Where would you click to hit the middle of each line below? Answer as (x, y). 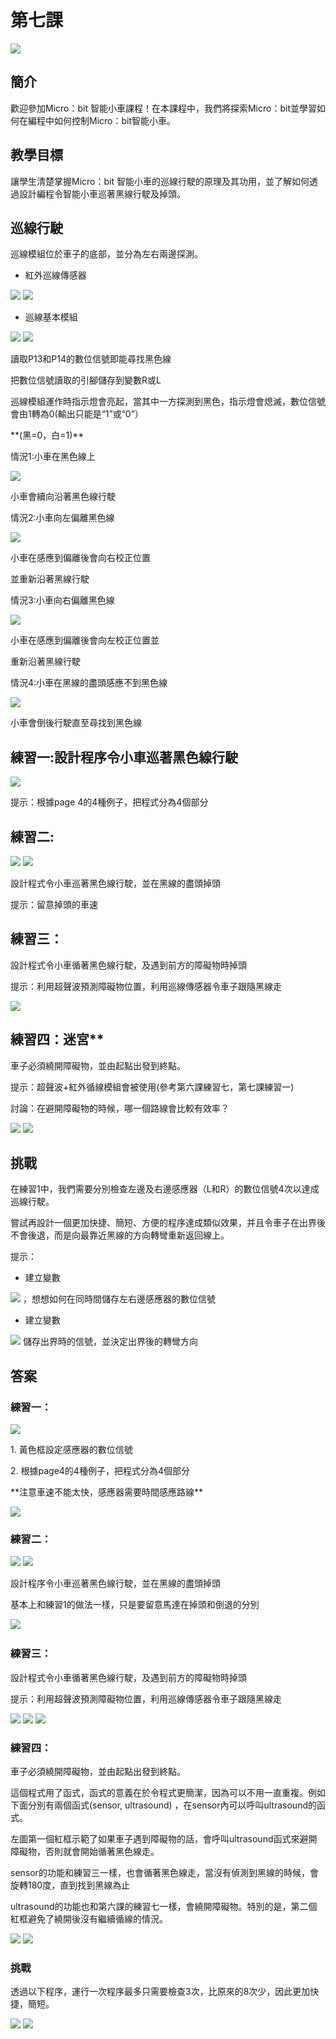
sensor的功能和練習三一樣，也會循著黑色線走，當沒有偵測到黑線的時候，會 (164, 1873)
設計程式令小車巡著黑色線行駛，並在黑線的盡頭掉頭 (115, 883)
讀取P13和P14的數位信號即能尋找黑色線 (91, 359)
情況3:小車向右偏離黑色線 (62, 600)
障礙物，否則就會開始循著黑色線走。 (85, 1852)
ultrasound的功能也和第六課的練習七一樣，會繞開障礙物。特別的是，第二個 (164, 1907)
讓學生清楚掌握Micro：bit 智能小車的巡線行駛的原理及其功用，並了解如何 (160, 181)
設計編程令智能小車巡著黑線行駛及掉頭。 (102, 193)
